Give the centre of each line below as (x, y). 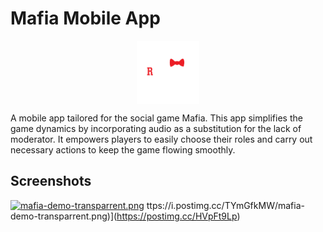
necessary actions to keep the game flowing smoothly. (123, 149)
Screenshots (51, 181)
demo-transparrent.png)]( (64, 216)
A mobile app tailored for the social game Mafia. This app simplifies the (156, 118)
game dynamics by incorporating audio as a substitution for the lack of (156, 128)
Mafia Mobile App (85, 18)
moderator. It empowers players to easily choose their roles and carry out (161, 139)
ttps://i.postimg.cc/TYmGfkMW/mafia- (225, 205)
